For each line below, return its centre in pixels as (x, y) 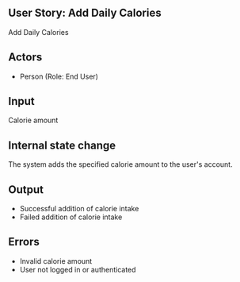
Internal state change (62, 145)
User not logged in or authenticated (78, 269)
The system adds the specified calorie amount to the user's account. (120, 164)
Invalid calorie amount (56, 261)
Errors (24, 242)
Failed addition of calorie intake (71, 217)
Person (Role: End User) (59, 76)
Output (26, 189)
